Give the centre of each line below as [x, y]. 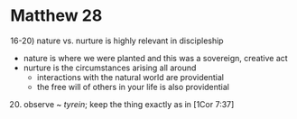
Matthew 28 [56, 16]
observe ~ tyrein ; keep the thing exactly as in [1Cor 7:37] [129, 104]
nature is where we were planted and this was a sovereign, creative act [155, 58]
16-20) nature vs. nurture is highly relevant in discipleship [117, 41]
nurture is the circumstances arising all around [110, 68]
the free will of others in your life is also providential [133, 87]
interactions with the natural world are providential [130, 77]
